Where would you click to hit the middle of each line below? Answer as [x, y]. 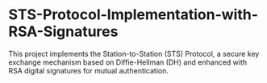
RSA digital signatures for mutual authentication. [89, 70]
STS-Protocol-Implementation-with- [133, 15]
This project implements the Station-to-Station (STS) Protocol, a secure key [134, 53]
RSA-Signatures [63, 32]
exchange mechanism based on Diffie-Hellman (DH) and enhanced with [128, 62]
